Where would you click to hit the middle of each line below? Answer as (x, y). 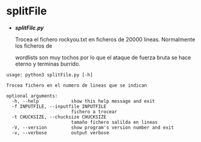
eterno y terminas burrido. (47, 64)
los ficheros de (33, 46)
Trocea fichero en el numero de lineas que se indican (77, 85)
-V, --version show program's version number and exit (93, 128)
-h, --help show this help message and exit (83, 101)
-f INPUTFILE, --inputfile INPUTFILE (59, 106)
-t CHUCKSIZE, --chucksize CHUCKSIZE (59, 117)
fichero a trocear (94, 112)
